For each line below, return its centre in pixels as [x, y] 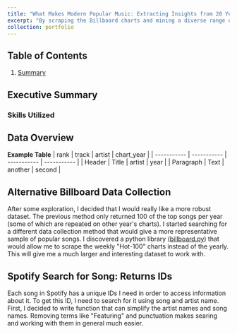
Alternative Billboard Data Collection [89, 192]
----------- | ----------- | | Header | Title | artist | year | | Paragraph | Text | [116, 162]
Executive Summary [53, 95]
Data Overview [41, 137]
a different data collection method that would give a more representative [112, 232]
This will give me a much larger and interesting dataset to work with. [107, 254]
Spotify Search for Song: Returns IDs [90, 276]
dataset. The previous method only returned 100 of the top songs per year [115, 217]
